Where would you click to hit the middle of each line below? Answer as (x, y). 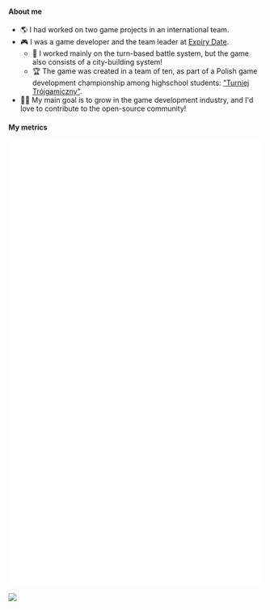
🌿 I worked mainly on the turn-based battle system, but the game (140, 53)
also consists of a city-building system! (97, 62)
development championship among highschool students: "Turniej (141, 83)
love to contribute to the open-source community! (103, 108)
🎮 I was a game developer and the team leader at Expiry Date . (124, 42)
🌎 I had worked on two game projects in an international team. (124, 30)
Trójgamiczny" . (57, 91)
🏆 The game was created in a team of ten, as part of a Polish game (145, 71)
